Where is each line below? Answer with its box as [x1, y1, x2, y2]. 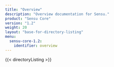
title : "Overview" [5, 7, 42, 12]
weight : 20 [5, 25, 27, 30]
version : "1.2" [5, 20, 36, 26]
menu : [5, 34, 16, 39]
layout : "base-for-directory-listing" [5, 30, 83, 34]
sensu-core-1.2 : [9, 39, 42, 44]
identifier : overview [14, 43, 57, 48]
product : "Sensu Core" [5, 16, 51, 21]
